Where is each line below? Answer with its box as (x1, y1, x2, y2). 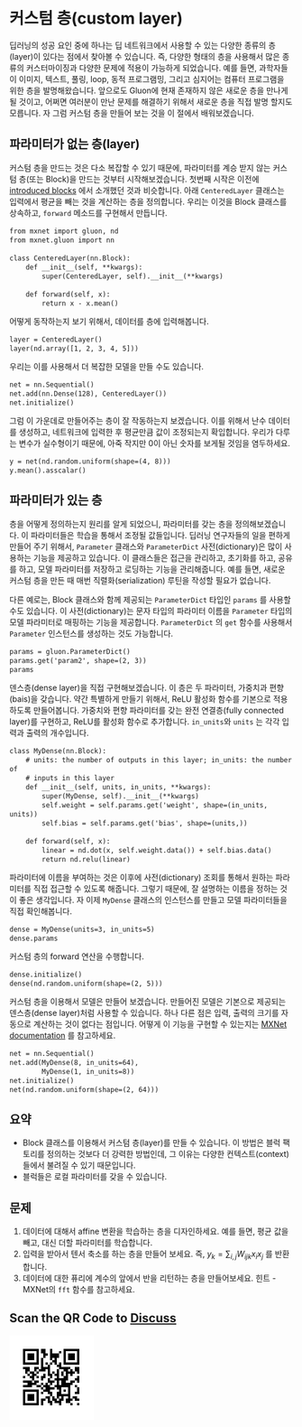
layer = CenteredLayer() (9, 335, 103, 344)
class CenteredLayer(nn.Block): (9, 254, 131, 263)
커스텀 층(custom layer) (9, 8, 183, 29)
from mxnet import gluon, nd (9, 227, 119, 236)
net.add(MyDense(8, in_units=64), (9, 1058, 140, 1067)
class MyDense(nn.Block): (9, 746, 106, 755)
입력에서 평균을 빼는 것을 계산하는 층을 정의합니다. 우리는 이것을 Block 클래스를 (9, 196, 288, 207)
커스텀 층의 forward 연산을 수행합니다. (9, 950, 144, 962)
